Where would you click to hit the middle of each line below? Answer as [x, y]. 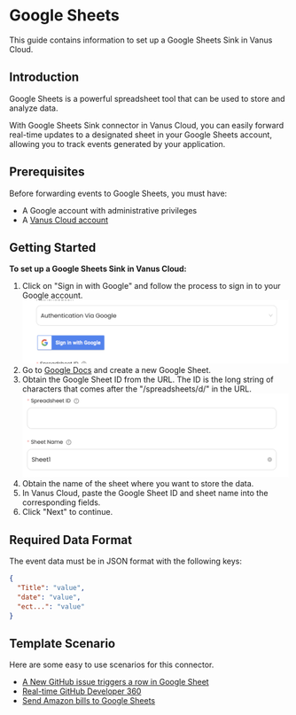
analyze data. [34, 108]
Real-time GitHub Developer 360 [82, 691]
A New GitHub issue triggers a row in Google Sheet [116, 682]
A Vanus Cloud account [65, 220]
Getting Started [53, 248]
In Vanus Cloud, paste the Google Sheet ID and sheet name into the [145, 494]
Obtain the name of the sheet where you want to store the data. [138, 484]
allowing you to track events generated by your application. [117, 144]
